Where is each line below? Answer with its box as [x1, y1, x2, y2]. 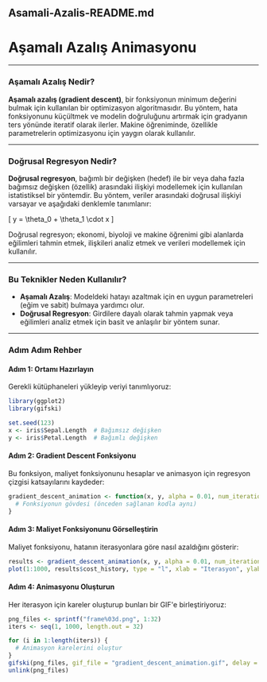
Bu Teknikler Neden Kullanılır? [8, 273, 127, 285]
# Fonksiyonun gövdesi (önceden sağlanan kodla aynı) [15, 500, 197, 508]
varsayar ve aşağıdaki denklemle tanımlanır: [8, 199, 152, 208]
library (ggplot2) [8, 397, 66, 405]
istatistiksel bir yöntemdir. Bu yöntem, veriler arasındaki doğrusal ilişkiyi [8, 190, 242, 200]
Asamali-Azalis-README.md [8, 6, 155, 20]
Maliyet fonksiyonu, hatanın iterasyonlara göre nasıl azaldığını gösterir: [8, 542, 239, 552]
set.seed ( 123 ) [8, 419, 56, 428]
